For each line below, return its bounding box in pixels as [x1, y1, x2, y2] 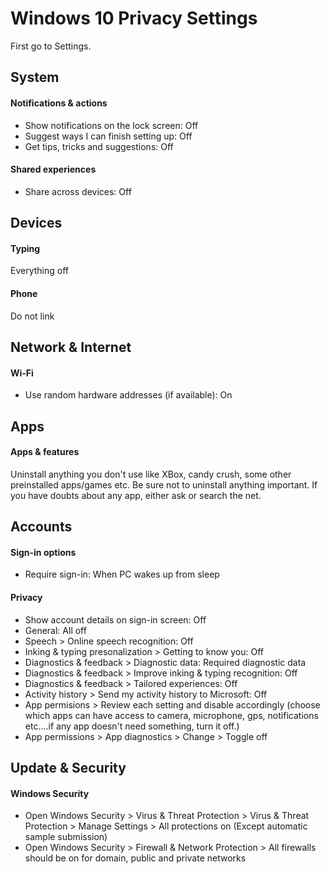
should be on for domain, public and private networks [24, 852, 247, 864]
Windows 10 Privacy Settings [10, 7, 258, 30]
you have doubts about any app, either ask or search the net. [10, 489, 262, 501]
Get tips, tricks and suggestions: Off [24, 140, 174, 152]
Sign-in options [10, 546, 77, 558]
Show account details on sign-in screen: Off [24, 613, 207, 626]
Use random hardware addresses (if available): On [24, 389, 233, 401]
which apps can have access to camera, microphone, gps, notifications [24, 709, 319, 721]
